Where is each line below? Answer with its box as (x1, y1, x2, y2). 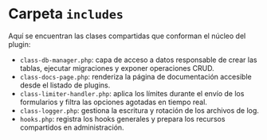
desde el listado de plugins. (19, 80, 111, 90)
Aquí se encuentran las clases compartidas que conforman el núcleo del (8, 31, 246, 41)
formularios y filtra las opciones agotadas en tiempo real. (19, 97, 207, 107)
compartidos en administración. (19, 122, 125, 132)
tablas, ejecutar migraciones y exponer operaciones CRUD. (19, 63, 215, 72)
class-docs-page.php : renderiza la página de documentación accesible (19, 72, 253, 81)
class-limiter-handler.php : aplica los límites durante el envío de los (19, 88, 245, 98)
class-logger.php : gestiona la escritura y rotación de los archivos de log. (19, 105, 259, 115)
